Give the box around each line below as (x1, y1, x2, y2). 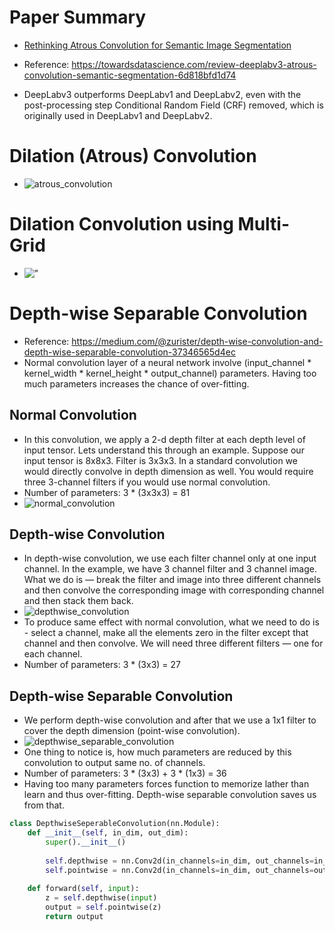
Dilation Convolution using (9, 213, 234, 236)
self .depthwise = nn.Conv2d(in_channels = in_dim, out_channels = (45, 856, 314, 866)
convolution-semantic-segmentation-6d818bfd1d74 (23, 69, 237, 81)
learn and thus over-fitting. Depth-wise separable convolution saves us (23, 789, 317, 801)
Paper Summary (9, 6, 147, 29)
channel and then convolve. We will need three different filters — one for (23, 637, 324, 650)
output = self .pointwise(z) (45, 902, 162, 913)
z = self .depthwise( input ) (45, 893, 158, 903)
